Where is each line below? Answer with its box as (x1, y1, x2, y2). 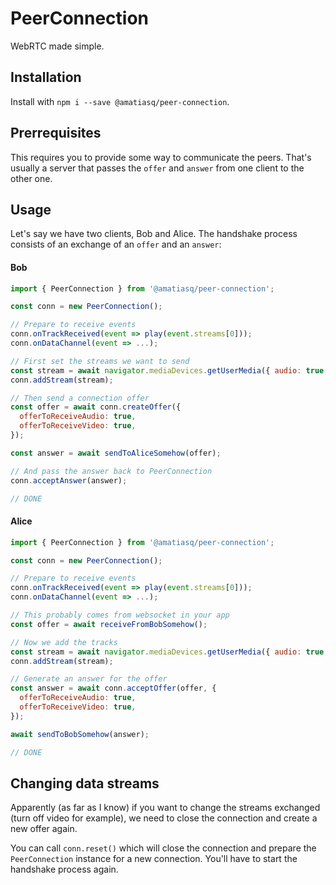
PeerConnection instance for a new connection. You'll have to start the (10, 853, 298, 865)
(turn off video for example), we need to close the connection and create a (10, 812, 318, 824)
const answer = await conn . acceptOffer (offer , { (10, 683, 217, 694)
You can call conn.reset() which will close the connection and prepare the (10, 842, 317, 854)
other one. (10, 172, 53, 184)
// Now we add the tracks (10, 637, 118, 647)
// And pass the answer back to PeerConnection (10, 466, 213, 476)
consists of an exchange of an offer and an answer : (10, 238, 222, 251)
